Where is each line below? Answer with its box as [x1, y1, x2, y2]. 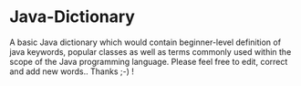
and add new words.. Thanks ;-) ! [9, 66, 134, 77]
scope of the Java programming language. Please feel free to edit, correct [9, 56, 288, 67]
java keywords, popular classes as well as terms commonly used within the [9, 46, 292, 57]
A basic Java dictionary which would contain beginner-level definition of [9, 37, 281, 48]
